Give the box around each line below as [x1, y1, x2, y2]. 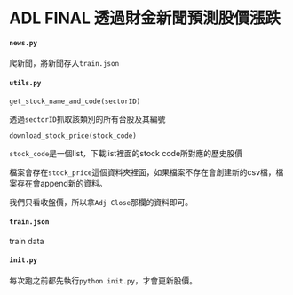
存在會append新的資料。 [16, 178, 108, 188]
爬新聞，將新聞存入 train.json [9, 58, 120, 68]
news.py [9, 38, 38, 47]
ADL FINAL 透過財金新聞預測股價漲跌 [9, 8, 281, 28]
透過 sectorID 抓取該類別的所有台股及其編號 [9, 113, 166, 124]
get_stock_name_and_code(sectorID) [9, 97, 141, 106]
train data [9, 235, 44, 246]
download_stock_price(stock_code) [9, 131, 138, 140]
